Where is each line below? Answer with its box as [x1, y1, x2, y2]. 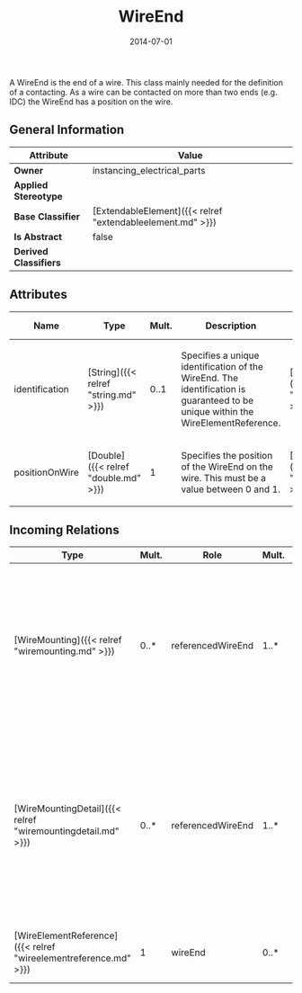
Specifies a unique [181, 349, 260, 362]
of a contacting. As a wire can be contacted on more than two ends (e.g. [9, 86, 278, 97]
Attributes [9, 287, 67, 302]
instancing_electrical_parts [92, 164, 206, 176]
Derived [13, 245, 49, 257]
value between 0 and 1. [181, 483, 281, 496]
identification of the [181, 360, 263, 372]
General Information [9, 122, 125, 138]
